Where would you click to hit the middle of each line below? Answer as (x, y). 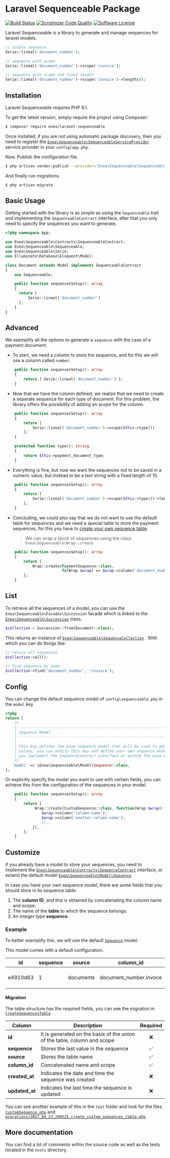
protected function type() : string (52, 446)
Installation (23, 95)
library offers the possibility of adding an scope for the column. (78, 404)
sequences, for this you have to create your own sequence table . (80, 528)
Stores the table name (67, 1057)
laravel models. (21, 38)
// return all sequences (31, 652)
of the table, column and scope (77, 1041)
